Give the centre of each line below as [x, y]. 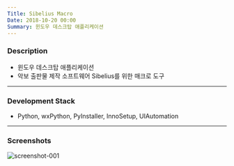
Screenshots [29, 140]
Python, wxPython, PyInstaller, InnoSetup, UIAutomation [98, 116]
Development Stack [41, 100]
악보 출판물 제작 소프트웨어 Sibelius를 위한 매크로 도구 [91, 76]
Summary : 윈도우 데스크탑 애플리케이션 [55, 27]
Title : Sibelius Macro [40, 14]
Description [28, 51]
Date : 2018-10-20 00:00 [42, 20]
